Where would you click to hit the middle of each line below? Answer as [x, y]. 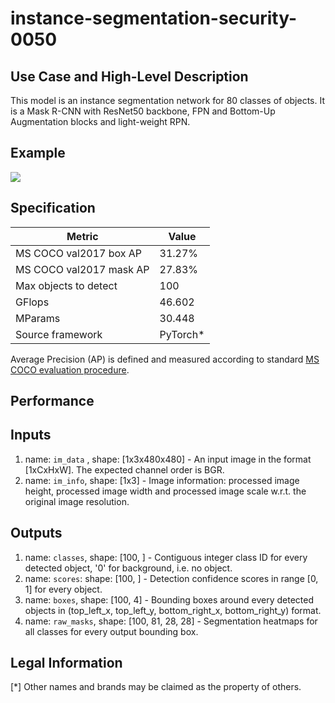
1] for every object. [63, 589]
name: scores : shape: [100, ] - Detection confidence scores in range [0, [171, 578]
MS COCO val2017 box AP [79, 253]
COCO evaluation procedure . [70, 369]
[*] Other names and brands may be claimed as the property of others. [156, 687]
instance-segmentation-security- [154, 18]
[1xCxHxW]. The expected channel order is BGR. [124, 469]
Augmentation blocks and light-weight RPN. [100, 121]
